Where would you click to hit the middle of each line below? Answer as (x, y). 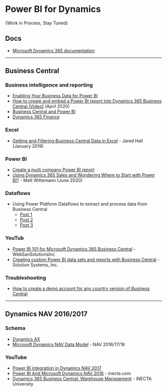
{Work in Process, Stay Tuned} (37, 23)
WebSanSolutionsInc (34, 254)
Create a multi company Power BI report (53, 170)
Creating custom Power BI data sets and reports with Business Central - (86, 259)
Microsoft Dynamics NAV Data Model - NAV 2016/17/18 (69, 344)
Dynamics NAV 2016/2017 (46, 314)
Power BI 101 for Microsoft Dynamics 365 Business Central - (74, 249)
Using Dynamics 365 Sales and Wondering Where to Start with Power (83, 175)
